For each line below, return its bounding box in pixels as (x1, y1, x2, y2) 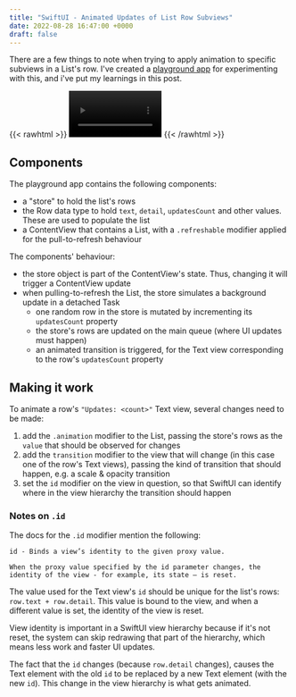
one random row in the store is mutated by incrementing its (35, 307, 252, 317)
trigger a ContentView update (21, 278, 131, 289)
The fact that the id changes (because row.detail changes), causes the (9, 659, 275, 670)
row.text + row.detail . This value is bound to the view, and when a (9, 596, 259, 607)
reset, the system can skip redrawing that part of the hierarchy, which (9, 632, 266, 643)
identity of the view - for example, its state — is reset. (9, 571, 238, 580)
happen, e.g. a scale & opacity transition (21, 468, 171, 479)
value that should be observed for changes (21, 440, 181, 451)
